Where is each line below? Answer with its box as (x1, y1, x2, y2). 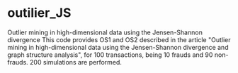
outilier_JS (7, 5, 72, 21)
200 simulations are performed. (29, 58, 123, 66)
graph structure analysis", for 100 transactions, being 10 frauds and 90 (7, 51, 213, 59)
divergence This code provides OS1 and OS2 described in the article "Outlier (7, 35, 231, 44)
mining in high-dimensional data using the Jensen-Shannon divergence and (7, 43, 229, 51)
